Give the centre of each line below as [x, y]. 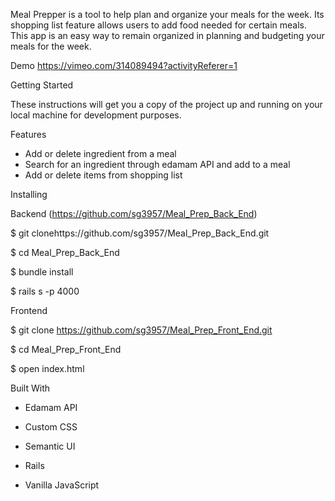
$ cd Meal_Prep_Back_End [65, 252]
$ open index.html [47, 368]
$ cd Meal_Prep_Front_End [66, 349]
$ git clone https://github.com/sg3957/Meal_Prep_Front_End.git [141, 330]
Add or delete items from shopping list [103, 175]
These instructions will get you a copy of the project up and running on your [166, 104]
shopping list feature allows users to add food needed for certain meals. [159, 25]
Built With [30, 388]
